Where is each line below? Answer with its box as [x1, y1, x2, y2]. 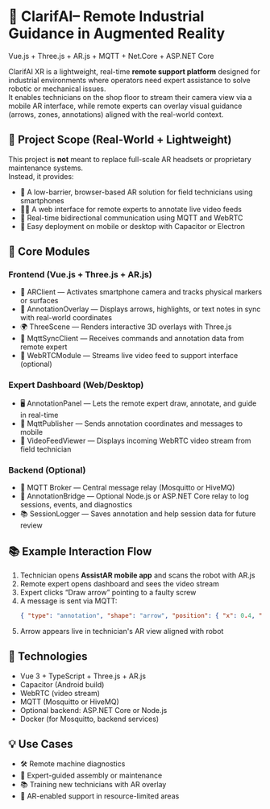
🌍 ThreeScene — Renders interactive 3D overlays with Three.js [19, 322, 232, 332]
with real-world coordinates [19, 313, 113, 323]
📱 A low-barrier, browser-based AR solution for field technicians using [19, 187, 253, 197]
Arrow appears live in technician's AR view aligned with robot [19, 626, 224, 636]
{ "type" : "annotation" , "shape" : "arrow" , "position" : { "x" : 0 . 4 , [19, 611, 255, 619]
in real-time [19, 410, 59, 419]
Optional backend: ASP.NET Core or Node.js [19, 705, 168, 715]
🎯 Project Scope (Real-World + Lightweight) [8, 133, 232, 147]
